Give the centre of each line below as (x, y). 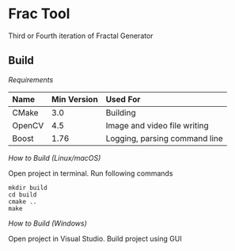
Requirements (31, 79)
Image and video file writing (157, 125)
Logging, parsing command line (164, 138)
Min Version (75, 99)
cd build (23, 195)
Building (121, 112)
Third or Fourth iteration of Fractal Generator (81, 36)
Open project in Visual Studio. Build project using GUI (95, 238)
